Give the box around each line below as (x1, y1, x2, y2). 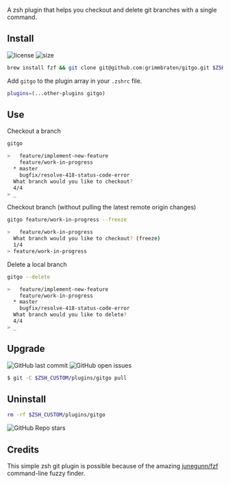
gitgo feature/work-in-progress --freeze (7, 216, 127, 223)
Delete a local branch (7, 260, 67, 268)
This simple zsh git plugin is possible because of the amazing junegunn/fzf (7, 461, 218, 470)
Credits (7, 444, 40, 455)
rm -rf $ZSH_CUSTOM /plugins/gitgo (7, 411, 106, 418)
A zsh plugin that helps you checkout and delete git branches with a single (7, 6, 217, 14)
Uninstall (7, 393, 47, 405)
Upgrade (7, 343, 46, 355)
